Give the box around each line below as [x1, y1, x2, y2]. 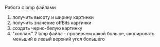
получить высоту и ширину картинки [12, 14, 94, 20]
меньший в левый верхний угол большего [12, 36, 105, 42]
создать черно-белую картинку [12, 25, 83, 31]
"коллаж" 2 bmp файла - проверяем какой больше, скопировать [12, 31, 155, 36]
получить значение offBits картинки [12, 20, 92, 26]
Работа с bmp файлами [5, 5, 56, 10]
